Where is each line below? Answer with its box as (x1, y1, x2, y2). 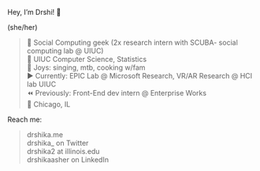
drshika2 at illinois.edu (26, 147, 100, 156)
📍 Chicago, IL (26, 100, 71, 109)
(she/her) (7, 23, 38, 31)
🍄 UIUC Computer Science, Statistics (26, 55, 147, 64)
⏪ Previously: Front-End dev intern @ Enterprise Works (26, 89, 206, 97)
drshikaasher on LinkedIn (26, 155, 110, 164)
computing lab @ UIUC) (26, 46, 104, 55)
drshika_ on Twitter (26, 138, 89, 147)
